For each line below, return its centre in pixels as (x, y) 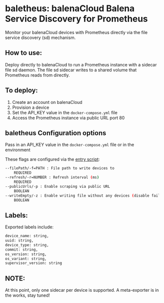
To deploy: (21, 91)
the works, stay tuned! (28, 295)
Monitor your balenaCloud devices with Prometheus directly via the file (76, 32)
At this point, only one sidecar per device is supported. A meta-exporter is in (82, 290)
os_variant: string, (26, 259)
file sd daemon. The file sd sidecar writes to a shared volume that (71, 70)
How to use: (24, 53)
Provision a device (31, 107)
